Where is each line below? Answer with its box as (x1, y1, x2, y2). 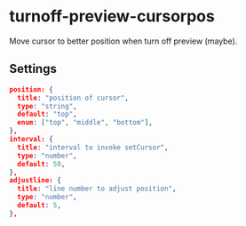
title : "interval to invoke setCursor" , (17, 142, 169, 152)
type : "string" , (17, 101, 77, 110)
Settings (9, 61, 58, 77)
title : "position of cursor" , (17, 93, 129, 102)
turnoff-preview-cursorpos (9, 6, 215, 27)
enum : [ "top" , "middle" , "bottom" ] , (17, 118, 153, 127)
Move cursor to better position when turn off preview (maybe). (9, 36, 238, 46)
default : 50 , (17, 159, 66, 168)
